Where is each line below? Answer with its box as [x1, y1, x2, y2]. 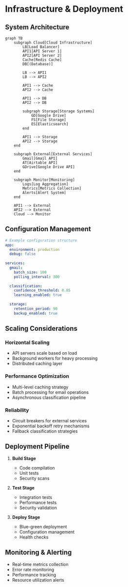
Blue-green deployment [19, 523, 67, 530]
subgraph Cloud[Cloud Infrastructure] [14, 40, 92, 45]
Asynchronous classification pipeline [12, 394, 86, 400]
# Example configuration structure [5, 238, 77, 243]
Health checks [19, 534, 49, 540]
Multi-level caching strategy [12, 384, 69, 390]
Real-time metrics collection [12, 561, 69, 567]
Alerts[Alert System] [22, 190, 67, 195]
